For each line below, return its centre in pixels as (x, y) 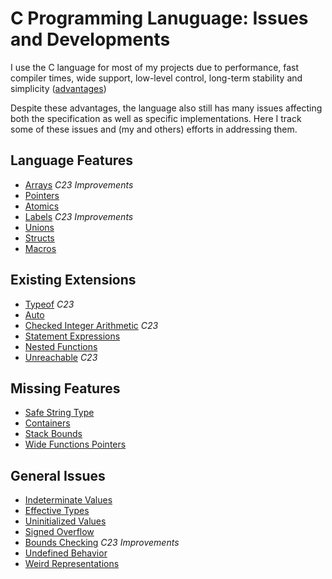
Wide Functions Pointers (75, 444)
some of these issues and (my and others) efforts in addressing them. (154, 129)
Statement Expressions (72, 336)
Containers (47, 423)
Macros (40, 248)
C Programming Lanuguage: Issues (159, 18)
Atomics (42, 206)
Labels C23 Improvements (79, 216)
